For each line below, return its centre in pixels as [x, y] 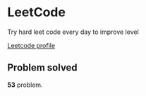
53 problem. [25, 85]
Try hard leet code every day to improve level [73, 32]
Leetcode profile [31, 45]
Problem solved [42, 68]
